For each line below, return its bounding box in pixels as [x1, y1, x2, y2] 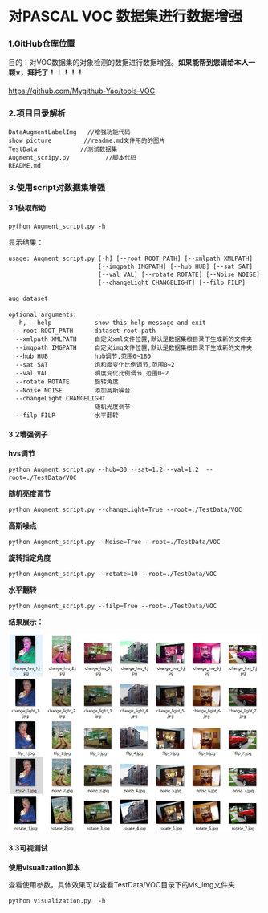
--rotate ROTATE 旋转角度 [15, 378, 119, 386]
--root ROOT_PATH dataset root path [15, 327, 156, 335]
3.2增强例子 [8, 429, 48, 439]
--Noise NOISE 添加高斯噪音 [15, 386, 131, 394]
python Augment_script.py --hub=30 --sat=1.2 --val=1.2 [8, 466, 199, 474]
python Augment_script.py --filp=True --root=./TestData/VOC [8, 603, 217, 611]
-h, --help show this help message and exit [15, 319, 206, 327]
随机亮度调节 [8, 489, 51, 498]
